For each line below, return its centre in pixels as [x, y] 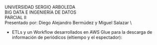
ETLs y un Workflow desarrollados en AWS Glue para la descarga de [82, 32]
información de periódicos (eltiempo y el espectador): [67, 37]
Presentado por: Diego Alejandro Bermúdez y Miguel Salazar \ [68, 22]
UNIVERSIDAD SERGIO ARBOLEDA [40, 7]
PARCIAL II [16, 17]
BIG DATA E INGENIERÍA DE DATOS [40, 12]
